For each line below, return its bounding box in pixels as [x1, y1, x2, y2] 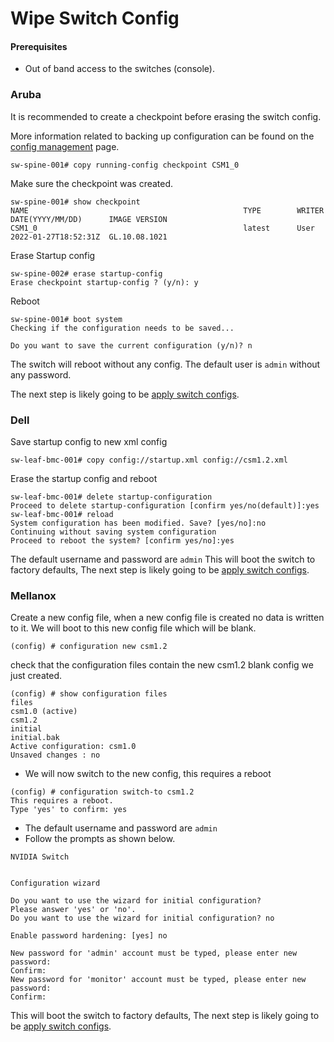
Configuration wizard [10, 878, 101, 889]
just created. [10, 670, 62, 682]
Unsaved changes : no [10, 750, 101, 761]
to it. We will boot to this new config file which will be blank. [10, 622, 257, 634]
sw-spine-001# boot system [10, 314, 123, 324]
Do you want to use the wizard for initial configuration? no [10, 913, 275, 924]
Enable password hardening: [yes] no [10, 931, 168, 941]
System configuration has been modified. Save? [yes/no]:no [10, 518, 267, 528]
